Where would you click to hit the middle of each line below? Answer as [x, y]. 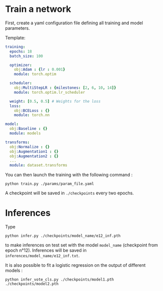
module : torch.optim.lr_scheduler [50, 92]
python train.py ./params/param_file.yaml [50, 184]
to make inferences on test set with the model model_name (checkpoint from [82, 245]
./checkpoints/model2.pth [32, 284]
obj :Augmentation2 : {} [34, 156]
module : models [25, 133]
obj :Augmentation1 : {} [34, 151]
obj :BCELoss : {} [32, 111]
